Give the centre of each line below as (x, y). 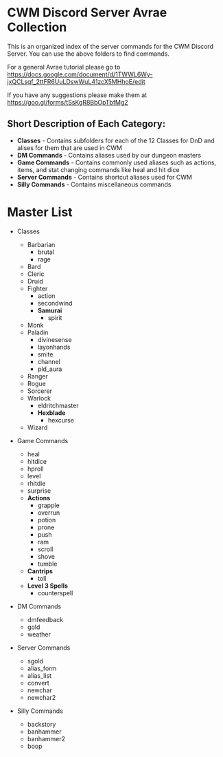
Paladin (38, 332)
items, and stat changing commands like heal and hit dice (98, 169)
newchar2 (42, 697)
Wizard (37, 427)
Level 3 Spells (48, 586)
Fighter (37, 288)
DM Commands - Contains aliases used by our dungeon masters (109, 155)
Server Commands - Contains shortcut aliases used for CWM (104, 177)
